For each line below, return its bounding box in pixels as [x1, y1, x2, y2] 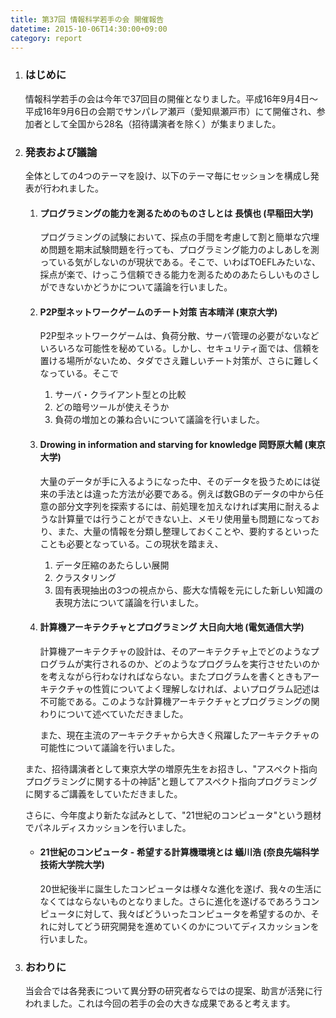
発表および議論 [24, 145, 98, 159]
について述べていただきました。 [57, 707, 189, 720]
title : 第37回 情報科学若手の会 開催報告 [10, 14, 165, 25]
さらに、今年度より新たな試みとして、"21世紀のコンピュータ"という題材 [24, 809, 322, 821]
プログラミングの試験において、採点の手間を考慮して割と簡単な [39, 231, 303, 243]
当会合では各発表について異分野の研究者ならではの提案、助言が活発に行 [24, 985, 323, 997]
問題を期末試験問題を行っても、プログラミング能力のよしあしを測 [48, 244, 320, 256]
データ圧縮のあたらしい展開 [54, 559, 170, 571]
